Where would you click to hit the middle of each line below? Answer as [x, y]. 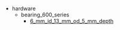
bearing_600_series [45, 15]
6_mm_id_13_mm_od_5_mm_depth [72, 21]
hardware [24, 9]
